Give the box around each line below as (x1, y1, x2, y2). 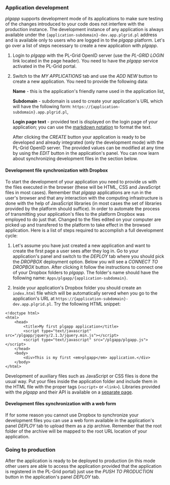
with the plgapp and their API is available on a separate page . (5, 389, 133, 395)
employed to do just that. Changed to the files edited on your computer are (5, 216, 161, 222)
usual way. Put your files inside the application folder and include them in (5, 378, 158, 384)
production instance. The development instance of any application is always (5, 26, 164, 33)
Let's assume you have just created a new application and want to (12, 242, 151, 248)
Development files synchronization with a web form (5, 401, 116, 407)
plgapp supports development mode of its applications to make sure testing (5, 16, 163, 22)
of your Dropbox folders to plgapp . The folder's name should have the (12, 269, 159, 275)
